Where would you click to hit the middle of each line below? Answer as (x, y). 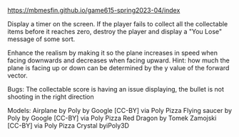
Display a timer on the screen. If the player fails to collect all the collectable (118, 24)
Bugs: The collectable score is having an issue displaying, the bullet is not (116, 89)
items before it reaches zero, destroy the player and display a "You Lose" (115, 32)
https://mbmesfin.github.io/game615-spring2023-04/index (94, 10)
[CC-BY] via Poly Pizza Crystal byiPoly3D (68, 126)
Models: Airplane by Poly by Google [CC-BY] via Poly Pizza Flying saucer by (120, 110)
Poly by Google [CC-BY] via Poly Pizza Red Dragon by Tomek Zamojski (112, 118)
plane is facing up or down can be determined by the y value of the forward (118, 68)
